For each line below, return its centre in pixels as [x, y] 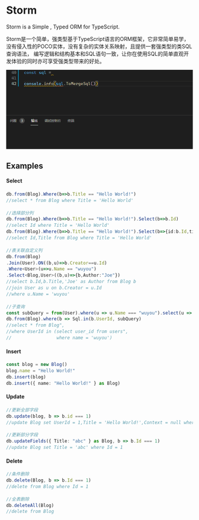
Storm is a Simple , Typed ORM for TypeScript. [63, 27]
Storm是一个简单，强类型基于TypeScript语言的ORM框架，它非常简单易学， [98, 38]
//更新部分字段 [22, 435]
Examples [25, 166]
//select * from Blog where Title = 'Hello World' [70, 200]
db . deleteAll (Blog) [30, 505]
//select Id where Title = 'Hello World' [58, 226]
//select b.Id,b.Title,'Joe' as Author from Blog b [71, 282]
